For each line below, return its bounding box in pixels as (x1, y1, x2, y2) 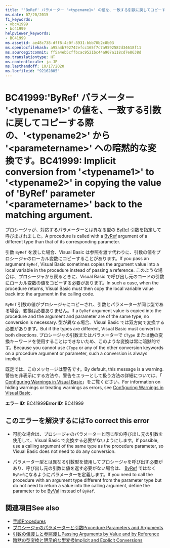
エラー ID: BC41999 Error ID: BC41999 (5, 400, 84, 406)
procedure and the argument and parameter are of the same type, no (5, 313, 149, 319)
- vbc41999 (5, 21, 28, 27)
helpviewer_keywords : (5, 31, 51, 36)
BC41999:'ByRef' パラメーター (5, 92, 135, 104)
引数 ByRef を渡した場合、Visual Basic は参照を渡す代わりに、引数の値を (5, 249, 156, 255)
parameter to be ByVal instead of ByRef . (12, 488, 95, 494)
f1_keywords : (5, 17, 33, 22)
